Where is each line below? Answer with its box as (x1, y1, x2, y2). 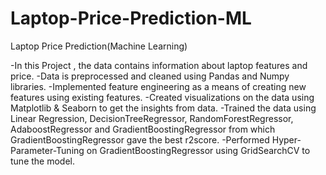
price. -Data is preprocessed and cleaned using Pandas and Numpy (10, 70, 290, 82)
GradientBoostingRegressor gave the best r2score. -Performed (10, 133, 270, 146)
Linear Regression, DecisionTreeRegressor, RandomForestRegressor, (10, 112, 294, 124)
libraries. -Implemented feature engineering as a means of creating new (10, 80, 307, 92)
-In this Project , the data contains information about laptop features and (10, 59, 308, 71)
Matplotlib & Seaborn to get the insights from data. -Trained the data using (10, 102, 317, 114)
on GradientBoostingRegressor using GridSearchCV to (86, 144, 311, 156)
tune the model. (10, 155, 76, 167)
